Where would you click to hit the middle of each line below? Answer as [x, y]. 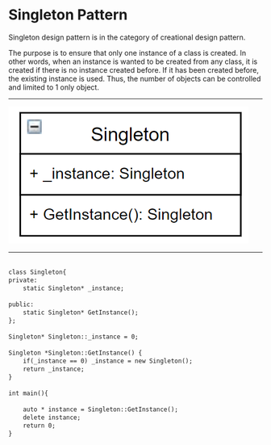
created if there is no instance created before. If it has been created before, [134, 69]
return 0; [40, 426]
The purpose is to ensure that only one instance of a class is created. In [127, 52]
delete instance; [52, 418]
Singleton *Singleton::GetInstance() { [75, 353]
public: [21, 304]
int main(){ [28, 393]
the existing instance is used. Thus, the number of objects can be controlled [135, 78]
